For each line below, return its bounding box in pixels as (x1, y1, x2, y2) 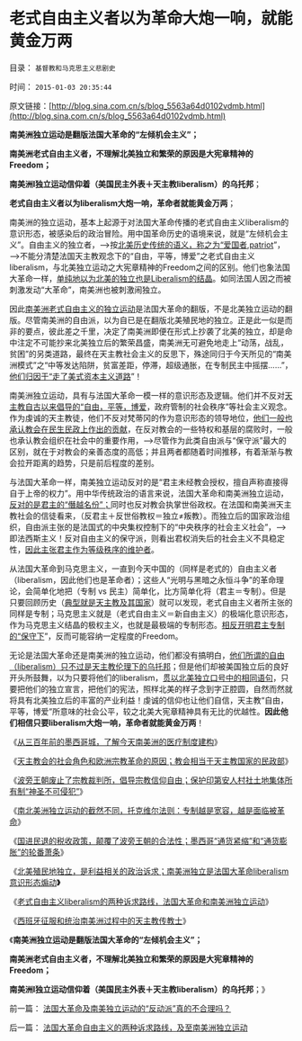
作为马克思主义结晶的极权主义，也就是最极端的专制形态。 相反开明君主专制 (9, 619, 285, 630)
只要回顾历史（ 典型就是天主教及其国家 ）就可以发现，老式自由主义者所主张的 (9, 597, 293, 607)
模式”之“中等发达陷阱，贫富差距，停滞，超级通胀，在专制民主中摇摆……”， (16, 359, 293, 370)
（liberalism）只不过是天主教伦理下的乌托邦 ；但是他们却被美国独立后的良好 (9, 660, 289, 671)
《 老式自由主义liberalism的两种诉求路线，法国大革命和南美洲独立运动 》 (9, 896, 274, 907)
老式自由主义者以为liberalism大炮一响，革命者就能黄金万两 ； (9, 197, 236, 208)
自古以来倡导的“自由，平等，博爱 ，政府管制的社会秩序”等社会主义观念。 (24, 401, 292, 412)
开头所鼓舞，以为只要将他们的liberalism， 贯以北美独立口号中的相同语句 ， (9, 672, 281, 683)
